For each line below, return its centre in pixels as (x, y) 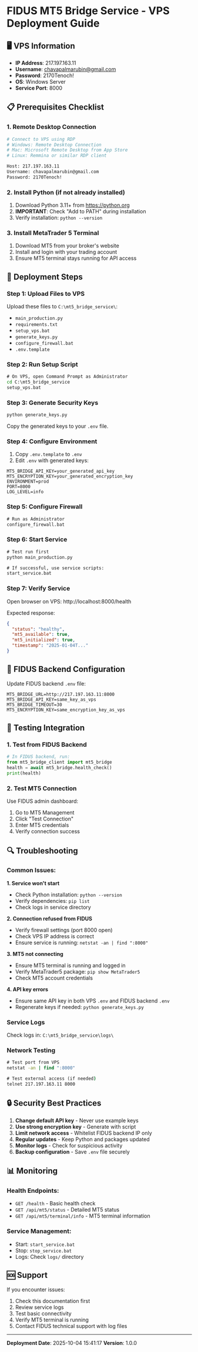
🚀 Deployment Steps (45, 277)
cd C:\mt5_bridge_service (38, 382)
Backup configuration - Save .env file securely (72, 1152)
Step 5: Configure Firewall (45, 507)
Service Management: (39, 1231)
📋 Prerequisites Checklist (56, 107)
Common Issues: (31, 870)
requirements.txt (36, 325)
